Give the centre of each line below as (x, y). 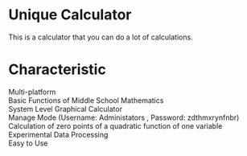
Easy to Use (28, 143)
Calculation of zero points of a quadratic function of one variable (115, 125)
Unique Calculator (70, 15)
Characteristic (57, 70)
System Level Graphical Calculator (66, 109)
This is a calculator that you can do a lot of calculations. (101, 37)
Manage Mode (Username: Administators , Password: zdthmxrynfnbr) (124, 117)
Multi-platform (32, 92)
